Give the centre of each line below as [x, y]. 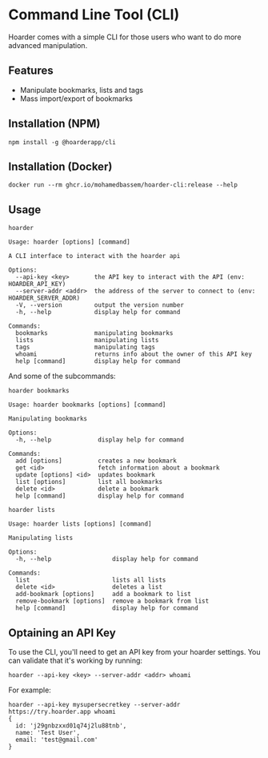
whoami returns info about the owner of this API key [134, 354]
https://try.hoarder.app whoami [62, 712]
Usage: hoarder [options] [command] [69, 242]
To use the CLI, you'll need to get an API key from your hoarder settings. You [134, 652]
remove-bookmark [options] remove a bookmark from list [112, 601]
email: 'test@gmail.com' [57, 740]
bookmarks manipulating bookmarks [94, 333]
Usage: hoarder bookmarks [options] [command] [87, 405]
